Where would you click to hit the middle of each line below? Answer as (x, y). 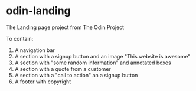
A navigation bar (35, 50)
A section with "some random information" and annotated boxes (93, 63)
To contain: (20, 38)
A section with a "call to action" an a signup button (76, 75)
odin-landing (38, 11)
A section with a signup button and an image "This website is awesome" (102, 56)
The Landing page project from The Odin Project (65, 27)
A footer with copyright (43, 82)
